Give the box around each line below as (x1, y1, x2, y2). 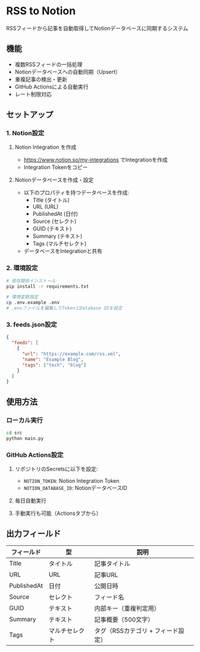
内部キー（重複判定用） (94, 604, 161, 612)
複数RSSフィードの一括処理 (14, 61, 83, 68)
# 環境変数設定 (6, 294, 39, 300)
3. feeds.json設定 (6, 321, 58, 329)
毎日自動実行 (14, 497, 46, 504)
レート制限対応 (14, 91, 52, 98)
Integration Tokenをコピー (23, 164, 88, 171)
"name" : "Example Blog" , (21, 356, 84, 362)
